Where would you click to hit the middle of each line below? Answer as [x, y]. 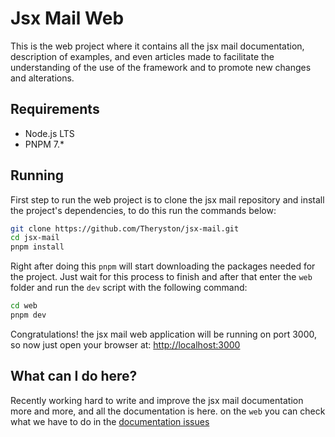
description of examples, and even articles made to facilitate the [142, 56]
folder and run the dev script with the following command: [129, 288]
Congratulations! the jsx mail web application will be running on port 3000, [164, 334]
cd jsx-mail [35, 238]
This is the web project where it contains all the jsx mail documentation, [157, 46]
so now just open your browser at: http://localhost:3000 [125, 344]
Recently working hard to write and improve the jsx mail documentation [157, 400]
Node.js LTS [49, 133]
